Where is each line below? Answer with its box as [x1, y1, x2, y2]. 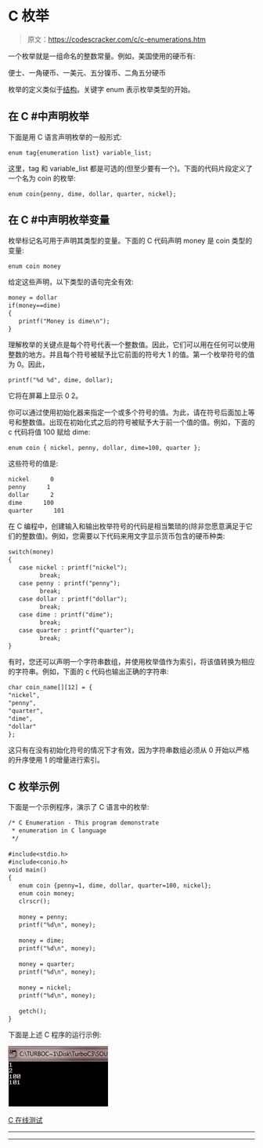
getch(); [18, 1007, 47, 1015]
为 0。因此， [8, 359, 49, 369]
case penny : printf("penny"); [18, 579, 121, 587]
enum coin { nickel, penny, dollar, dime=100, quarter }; [8, 444, 201, 452]
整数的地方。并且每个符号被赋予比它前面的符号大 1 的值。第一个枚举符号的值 [8, 349, 255, 359]
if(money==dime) [8, 302, 61, 309]
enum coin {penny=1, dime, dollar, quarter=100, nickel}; [18, 882, 212, 890]
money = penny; [18, 913, 68, 921]
